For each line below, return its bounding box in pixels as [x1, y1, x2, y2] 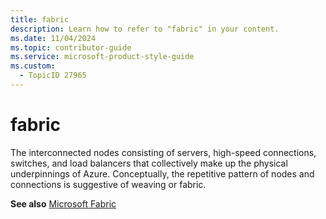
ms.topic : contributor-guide [10, 42, 132, 53]
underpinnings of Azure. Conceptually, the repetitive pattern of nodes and [10, 167, 315, 180]
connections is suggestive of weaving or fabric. [10, 178, 207, 190]
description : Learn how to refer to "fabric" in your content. [10, 24, 280, 34]
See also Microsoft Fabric [10, 197, 117, 210]
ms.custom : [10, 61, 56, 71]
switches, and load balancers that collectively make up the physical [10, 157, 288, 169]
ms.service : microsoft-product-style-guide [10, 52, 195, 62]
